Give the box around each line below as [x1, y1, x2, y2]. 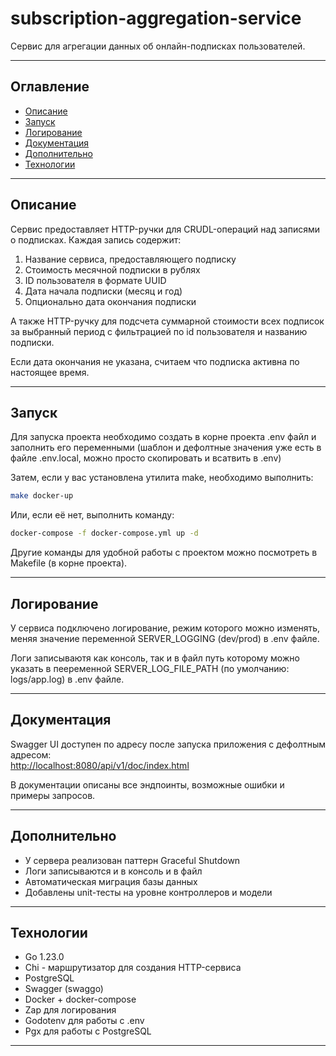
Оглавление [10, 78, 90, 96]
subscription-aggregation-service [10, 7, 302, 30]
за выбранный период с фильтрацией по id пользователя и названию [10, 325, 308, 337]
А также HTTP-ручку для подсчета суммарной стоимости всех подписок [10, 315, 325, 327]
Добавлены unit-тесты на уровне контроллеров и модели [24, 886, 273, 898]
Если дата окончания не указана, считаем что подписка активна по [10, 355, 300, 367]
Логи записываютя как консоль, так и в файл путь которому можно [10, 652, 300, 664]
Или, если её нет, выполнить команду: [10, 509, 175, 521]
